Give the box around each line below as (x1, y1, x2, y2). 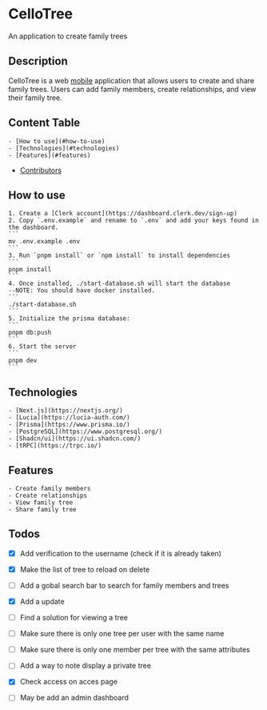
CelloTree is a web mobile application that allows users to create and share (8, 75, 255, 85)
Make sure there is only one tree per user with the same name (19, 629, 225, 639)
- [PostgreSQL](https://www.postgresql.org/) (8, 427, 162, 436)
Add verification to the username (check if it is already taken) (19, 548, 222, 558)
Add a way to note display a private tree (19, 661, 152, 671)
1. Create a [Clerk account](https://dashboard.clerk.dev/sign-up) (8, 210, 238, 218)
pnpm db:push (8, 329, 52, 337)
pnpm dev (8, 357, 38, 365)
